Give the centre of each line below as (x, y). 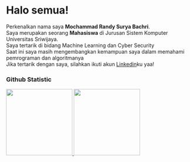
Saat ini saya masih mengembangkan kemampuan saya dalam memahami (95, 51)
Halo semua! (37, 10)
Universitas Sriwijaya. (32, 39)
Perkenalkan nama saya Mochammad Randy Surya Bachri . (78, 27)
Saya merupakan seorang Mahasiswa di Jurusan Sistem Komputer (87, 32)
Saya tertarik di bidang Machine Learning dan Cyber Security (80, 45)
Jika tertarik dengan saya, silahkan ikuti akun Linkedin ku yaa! (80, 64)
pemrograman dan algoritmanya (45, 58)
